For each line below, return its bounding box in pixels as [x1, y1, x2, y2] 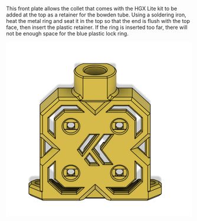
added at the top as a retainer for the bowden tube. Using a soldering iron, [6, 11, 187, 18]
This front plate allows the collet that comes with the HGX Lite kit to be [6, 5, 178, 12]
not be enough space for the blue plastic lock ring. [6, 30, 129, 37]
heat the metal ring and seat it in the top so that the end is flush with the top [6, 18, 191, 24]
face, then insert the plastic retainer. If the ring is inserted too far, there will [6, 24, 188, 31]
